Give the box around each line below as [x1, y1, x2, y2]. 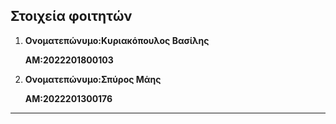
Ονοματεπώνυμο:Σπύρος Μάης [24, 73, 162, 85]
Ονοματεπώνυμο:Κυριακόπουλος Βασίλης [24, 34, 210, 46]
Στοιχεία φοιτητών [10, 8, 133, 25]
